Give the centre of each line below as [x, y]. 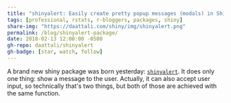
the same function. [34, 93]
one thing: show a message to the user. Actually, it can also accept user [109, 78]
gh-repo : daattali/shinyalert [51, 45]
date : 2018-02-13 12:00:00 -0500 [55, 39]
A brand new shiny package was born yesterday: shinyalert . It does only [111, 71]
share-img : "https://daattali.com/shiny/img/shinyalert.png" [97, 26]
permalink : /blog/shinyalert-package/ [63, 33]
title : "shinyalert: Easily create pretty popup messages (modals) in [110, 13]
